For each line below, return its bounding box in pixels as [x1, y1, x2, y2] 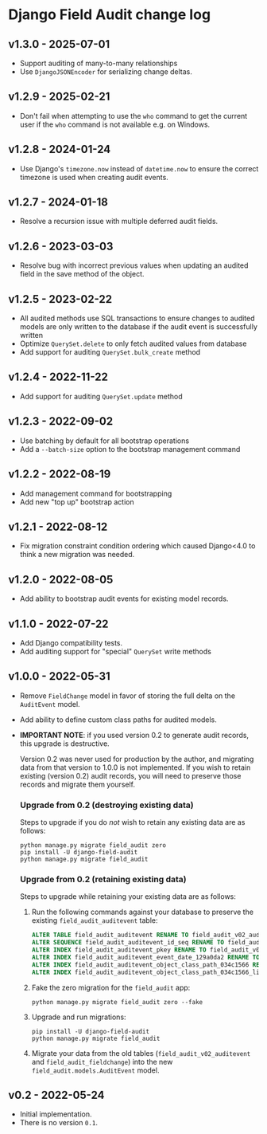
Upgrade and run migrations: [31, 1012, 126, 1022]
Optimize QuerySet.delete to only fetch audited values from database [19, 339, 247, 348]
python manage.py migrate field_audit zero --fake [31, 998, 203, 1006]
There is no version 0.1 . [19, 1118, 98, 1128]
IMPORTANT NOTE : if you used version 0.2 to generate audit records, [19, 730, 249, 740]
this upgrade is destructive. [19, 739, 110, 748]
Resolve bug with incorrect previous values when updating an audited [19, 261, 249, 270]
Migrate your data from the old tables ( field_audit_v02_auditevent [31, 1048, 251, 1057]
